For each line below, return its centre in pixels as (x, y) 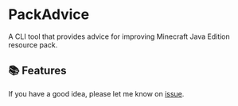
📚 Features (37, 71)
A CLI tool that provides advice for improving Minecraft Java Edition (119, 36)
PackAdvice (49, 15)
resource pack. (33, 44)
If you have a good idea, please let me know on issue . (96, 93)
